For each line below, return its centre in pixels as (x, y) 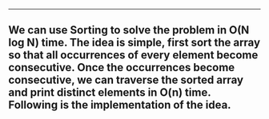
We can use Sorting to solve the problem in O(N (129, 30)
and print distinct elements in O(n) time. (110, 93)
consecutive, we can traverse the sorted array (126, 80)
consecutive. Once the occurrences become (122, 67)
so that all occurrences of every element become (133, 56)
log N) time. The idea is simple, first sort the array (134, 43)
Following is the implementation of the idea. (120, 105)
